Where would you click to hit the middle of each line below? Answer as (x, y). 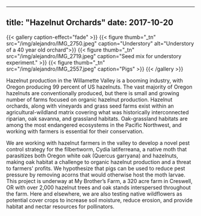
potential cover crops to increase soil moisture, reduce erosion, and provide (100, 200)
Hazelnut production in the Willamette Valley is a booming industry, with (95, 80)
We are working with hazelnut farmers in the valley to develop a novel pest (98, 143)
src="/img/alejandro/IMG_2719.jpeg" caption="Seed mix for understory (94, 56)
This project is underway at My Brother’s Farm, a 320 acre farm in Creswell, (99, 181)
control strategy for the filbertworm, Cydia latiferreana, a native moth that (97, 149)
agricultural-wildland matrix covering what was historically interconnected (98, 112)
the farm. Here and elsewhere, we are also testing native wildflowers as (94, 194)
